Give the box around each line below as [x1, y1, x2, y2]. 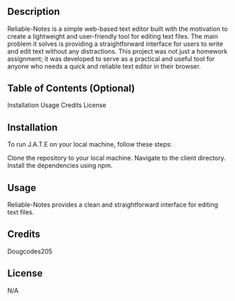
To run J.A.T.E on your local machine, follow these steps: [7, 140, 173, 149]
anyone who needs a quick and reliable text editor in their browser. [7, 62, 201, 70]
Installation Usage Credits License [7, 101, 107, 109]
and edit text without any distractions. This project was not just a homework [7, 47, 228, 55]
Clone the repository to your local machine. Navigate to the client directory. [7, 154, 226, 162]
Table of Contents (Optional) [7, 82, 135, 94]
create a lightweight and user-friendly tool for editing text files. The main [7, 32, 219, 40]
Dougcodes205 [7, 247, 53, 255]
